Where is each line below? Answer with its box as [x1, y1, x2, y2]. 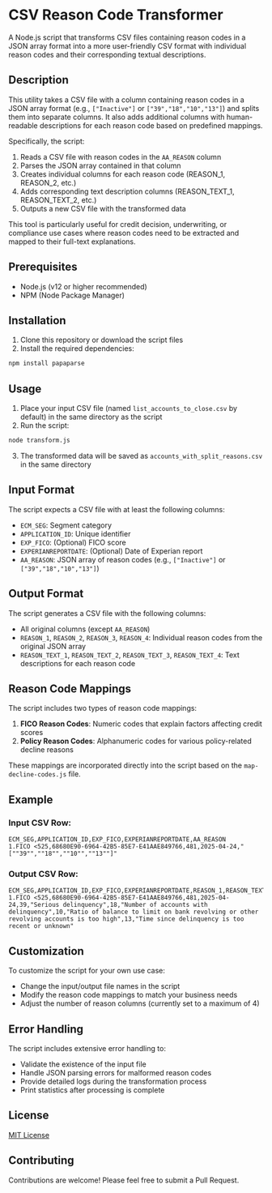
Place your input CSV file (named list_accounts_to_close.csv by [19, 404, 237, 413]
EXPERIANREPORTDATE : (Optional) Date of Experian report [19, 545, 203, 556]
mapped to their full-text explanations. [8, 237, 136, 246]
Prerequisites [8, 260, 78, 274]
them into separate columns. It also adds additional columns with [8, 112, 225, 122]
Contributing [8, 1153, 74, 1168]
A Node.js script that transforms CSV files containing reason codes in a [8, 32, 246, 42]
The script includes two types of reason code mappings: [8, 703, 197, 713]
